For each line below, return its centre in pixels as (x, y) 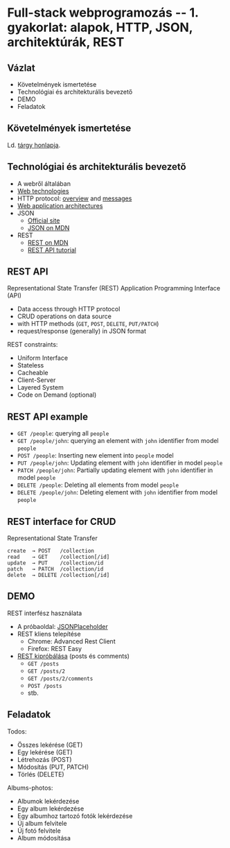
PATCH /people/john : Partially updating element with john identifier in (115, 470)
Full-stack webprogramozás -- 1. (103, 13)
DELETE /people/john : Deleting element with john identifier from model (117, 492)
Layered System (40, 388)
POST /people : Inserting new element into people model (96, 456)
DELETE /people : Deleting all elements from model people (98, 485)
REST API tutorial (52, 250)
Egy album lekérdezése (51, 808)
